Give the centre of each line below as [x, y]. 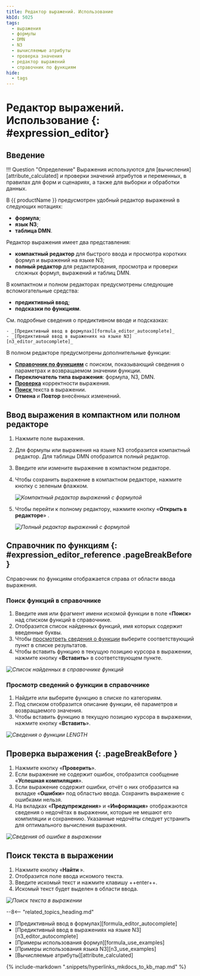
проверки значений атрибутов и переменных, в [126, 176]
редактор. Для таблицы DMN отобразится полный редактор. [92, 456]
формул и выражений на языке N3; [59, 260]
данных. [16, 189]
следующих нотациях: [34, 207]
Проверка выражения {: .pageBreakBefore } [92, 754]
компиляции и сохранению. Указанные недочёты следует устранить [102, 819]
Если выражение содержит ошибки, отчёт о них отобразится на [97, 787]
